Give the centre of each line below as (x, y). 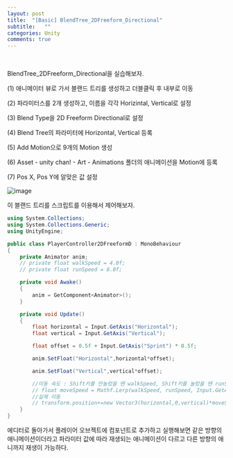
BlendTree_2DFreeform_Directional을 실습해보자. (76, 74)
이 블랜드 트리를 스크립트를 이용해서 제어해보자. (71, 205)
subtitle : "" (29, 26)
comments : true (29, 40)
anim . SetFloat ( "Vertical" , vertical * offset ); (97, 371)
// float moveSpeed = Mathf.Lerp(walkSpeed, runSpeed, (113, 390)
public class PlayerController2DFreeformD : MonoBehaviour (94, 244)
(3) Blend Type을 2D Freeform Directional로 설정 (75, 118)
